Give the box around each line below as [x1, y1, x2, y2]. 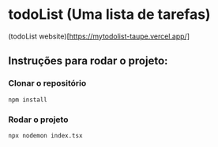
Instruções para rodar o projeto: [8, 54, 168, 68]
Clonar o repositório [8, 78, 87, 89]
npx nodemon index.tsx [8, 131, 83, 139]
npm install [8, 96, 47, 104]
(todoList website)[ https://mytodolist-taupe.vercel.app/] [8, 31, 190, 41]
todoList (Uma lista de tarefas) [8, 6, 211, 24]
